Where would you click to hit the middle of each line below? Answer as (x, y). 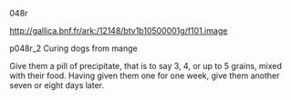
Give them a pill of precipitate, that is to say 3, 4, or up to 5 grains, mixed (146, 66)
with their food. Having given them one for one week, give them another (145, 75)
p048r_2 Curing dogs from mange (74, 48)
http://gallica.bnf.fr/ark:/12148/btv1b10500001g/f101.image (119, 30)
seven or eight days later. (57, 85)
